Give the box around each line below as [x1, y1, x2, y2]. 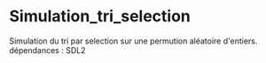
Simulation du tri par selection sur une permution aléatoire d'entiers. [9, 35, 258, 46]
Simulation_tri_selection [9, 6, 191, 27]
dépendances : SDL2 [9, 44, 86, 55]
